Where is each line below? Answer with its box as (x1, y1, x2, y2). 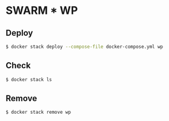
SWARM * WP (5, 4, 78, 18)
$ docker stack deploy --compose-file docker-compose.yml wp (5, 44, 164, 50)
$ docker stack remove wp (5, 110, 71, 116)
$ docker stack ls (5, 76, 52, 82)
